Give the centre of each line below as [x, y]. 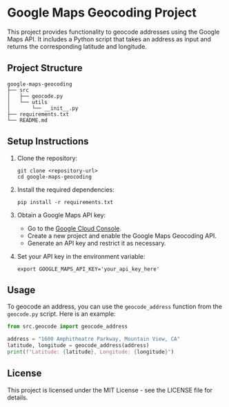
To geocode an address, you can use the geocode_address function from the [115, 307]
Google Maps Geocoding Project [102, 13]
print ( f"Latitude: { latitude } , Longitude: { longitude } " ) [91, 352]
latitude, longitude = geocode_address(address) [78, 346]
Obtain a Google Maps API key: [61, 215]
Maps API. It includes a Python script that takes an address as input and [109, 39]
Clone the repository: [47, 158]
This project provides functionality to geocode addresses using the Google [113, 32]
